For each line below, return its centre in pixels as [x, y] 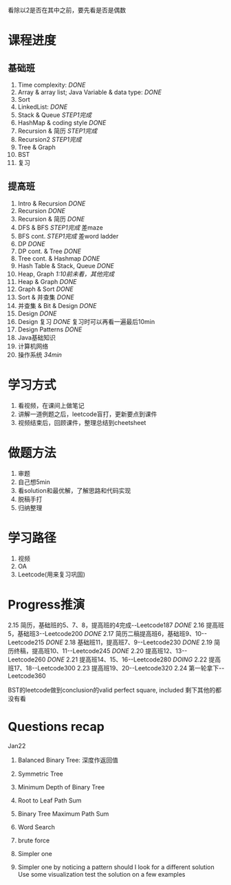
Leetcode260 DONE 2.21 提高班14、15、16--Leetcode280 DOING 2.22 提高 [114, 659]
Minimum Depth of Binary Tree [61, 787]
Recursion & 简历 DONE [51, 219]
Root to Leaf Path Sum [49, 800]
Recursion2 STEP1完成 [49, 139]
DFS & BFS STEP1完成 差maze [60, 227]
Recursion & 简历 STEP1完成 [57, 131]
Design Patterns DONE [50, 329]
